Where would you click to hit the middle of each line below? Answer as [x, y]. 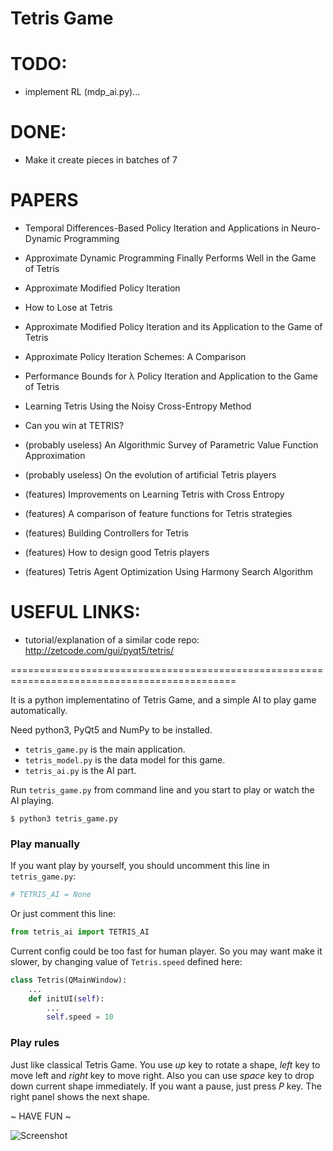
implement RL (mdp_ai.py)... [82, 92]
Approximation [55, 455]
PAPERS [44, 200]
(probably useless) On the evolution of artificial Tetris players [150, 475]
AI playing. [32, 800]
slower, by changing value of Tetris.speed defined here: [126, 961]
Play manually [45, 844]
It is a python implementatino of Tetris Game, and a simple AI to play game [163, 699]
